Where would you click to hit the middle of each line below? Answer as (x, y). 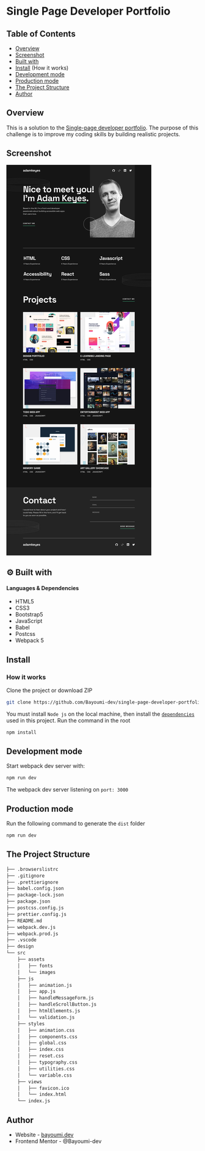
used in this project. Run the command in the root (68, 720)
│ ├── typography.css (48, 1063)
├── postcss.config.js (35, 908)
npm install (21, 732)
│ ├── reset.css (41, 1056)
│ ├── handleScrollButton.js (57, 1005)
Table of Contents (41, 34)
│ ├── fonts (35, 965)
